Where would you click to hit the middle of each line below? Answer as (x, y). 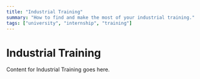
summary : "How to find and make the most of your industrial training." (101, 17)
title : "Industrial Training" (45, 12)
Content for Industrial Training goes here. (58, 69)
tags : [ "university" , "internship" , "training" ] (69, 23)
